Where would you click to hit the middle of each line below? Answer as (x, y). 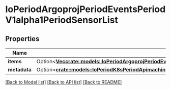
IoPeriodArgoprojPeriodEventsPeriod (85, 9)
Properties (22, 39)
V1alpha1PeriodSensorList (62, 20)
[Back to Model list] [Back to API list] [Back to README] (64, 82)
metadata (20, 70)
